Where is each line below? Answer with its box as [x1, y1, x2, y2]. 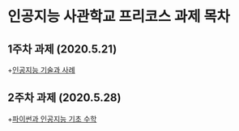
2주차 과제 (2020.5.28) [7, 91, 122, 105]
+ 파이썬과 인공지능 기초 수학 [7, 114, 97, 124]
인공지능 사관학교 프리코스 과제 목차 [7, 7, 230, 26]
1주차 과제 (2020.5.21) [7, 42, 117, 56]
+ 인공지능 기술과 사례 [7, 65, 76, 74]
